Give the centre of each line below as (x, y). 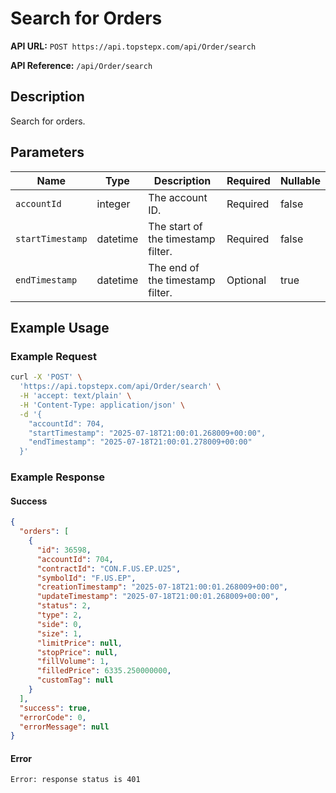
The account (178, 197)
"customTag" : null (75, 680)
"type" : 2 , (59, 615)
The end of (174, 267)
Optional (246, 280)
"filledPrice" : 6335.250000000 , (104, 671)
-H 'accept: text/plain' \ (75, 396)
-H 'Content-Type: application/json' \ (102, 405)
